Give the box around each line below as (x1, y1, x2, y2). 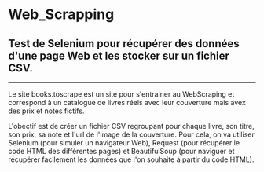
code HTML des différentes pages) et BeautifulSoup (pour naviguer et (8, 147, 235, 156)
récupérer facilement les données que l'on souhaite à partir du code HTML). (8, 155, 255, 164)
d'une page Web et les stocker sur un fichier (8, 49, 230, 62)
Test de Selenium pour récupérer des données (8, 37, 240, 50)
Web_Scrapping (8, 5, 115, 24)
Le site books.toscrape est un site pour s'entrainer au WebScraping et (8, 90, 235, 99)
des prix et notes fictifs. (8, 106, 85, 115)
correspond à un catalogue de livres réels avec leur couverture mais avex (8, 98, 246, 107)
